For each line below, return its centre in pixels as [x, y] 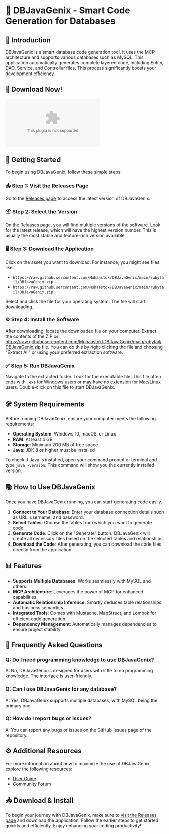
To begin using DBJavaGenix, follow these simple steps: [64, 172]
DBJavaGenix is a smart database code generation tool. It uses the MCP [80, 52]
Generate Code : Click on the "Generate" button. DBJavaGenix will [81, 533]
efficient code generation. [39, 619]
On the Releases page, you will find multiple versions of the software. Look [83, 225]
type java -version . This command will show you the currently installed [80, 465]
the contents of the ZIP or [32, 336]
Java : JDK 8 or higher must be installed [53, 450]
